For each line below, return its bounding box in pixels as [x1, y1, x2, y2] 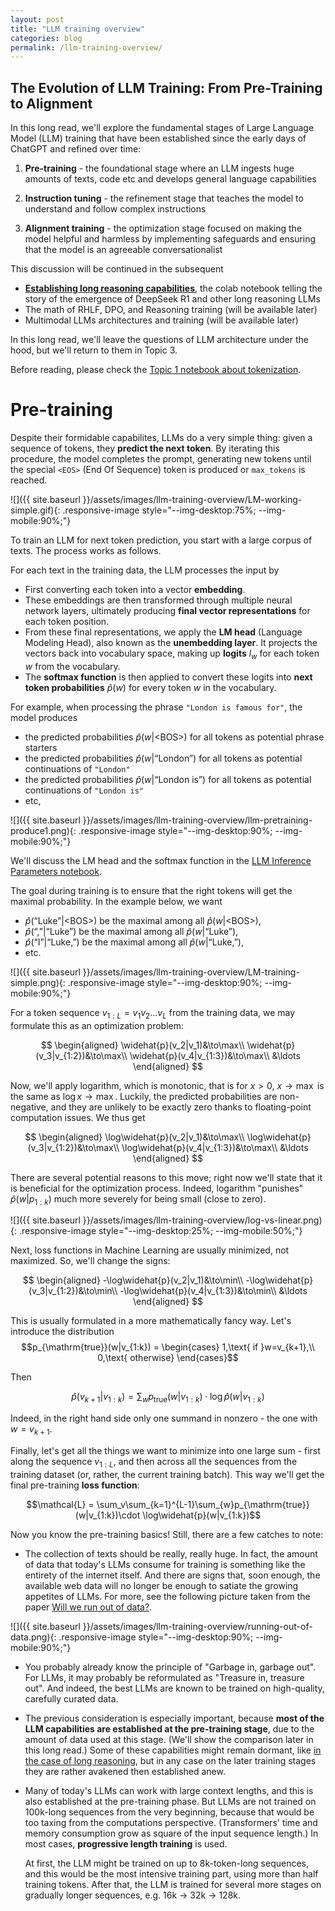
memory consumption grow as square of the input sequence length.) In [24, 1827, 319, 1839]
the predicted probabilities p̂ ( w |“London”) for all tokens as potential [24, 752, 303, 764]
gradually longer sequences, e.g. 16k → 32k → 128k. [24, 1889, 242, 1901]
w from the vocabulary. [24, 660, 121, 672]
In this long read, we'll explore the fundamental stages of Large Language [10, 122, 315, 134]
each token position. [24, 616, 110, 627]
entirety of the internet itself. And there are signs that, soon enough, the [24, 1569, 321, 1581]
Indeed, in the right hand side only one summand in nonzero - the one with [10, 1412, 318, 1425]
